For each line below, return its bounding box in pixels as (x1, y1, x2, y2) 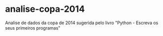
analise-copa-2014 (5, 3, 85, 15)
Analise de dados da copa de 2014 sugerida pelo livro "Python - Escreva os (5, 20, 159, 26)
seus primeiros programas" (5, 25, 61, 31)
